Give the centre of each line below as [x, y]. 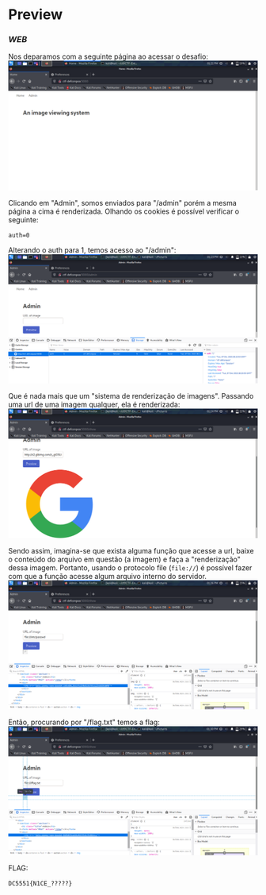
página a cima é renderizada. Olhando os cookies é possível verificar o [124, 211]
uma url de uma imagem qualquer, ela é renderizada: [94, 405]
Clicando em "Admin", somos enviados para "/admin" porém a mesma [123, 203]
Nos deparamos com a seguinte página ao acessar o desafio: [108, 56]
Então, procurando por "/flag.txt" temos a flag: [84, 722]
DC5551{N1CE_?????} [40, 884]
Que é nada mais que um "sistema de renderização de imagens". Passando [131, 396]
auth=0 [19, 235]
